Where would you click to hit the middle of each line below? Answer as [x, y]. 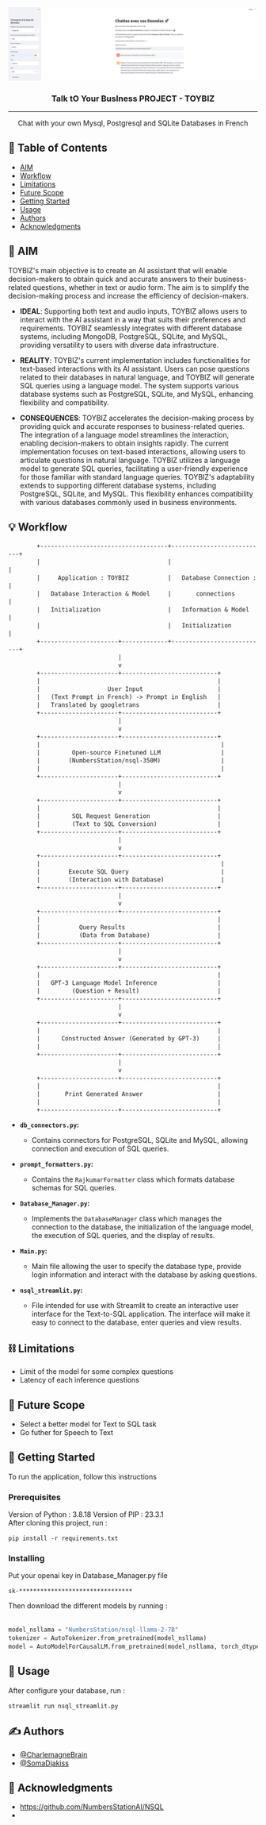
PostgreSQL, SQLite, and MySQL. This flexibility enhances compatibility [136, 494]
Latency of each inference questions [80, 1380]
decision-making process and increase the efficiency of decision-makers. [129, 295]
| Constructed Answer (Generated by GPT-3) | [129, 1039]
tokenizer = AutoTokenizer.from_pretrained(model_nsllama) [108, 1638]
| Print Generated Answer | [129, 1094]
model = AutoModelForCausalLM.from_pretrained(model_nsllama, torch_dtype [134, 1647]
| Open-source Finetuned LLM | [131, 753]
